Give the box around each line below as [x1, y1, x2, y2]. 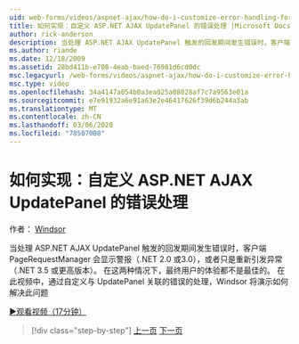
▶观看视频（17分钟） [9, 306, 87, 316]
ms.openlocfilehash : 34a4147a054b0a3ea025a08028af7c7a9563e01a [9, 87, 249, 96]
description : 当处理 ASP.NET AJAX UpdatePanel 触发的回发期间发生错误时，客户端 [9, 37, 291, 47]
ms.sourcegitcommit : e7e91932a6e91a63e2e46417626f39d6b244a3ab [9, 95, 249, 105]
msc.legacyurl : [9, 71, 66, 80]
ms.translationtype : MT [9, 104, 98, 113]
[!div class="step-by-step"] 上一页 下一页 [30, 324, 183, 335]
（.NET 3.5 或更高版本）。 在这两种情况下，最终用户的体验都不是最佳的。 [9, 265, 276, 275]
